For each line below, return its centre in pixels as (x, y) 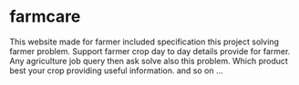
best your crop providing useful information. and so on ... (116, 71)
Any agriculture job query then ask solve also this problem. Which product (149, 61)
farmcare (45, 17)
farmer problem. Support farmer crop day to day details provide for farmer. (150, 51)
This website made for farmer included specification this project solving (144, 42)
